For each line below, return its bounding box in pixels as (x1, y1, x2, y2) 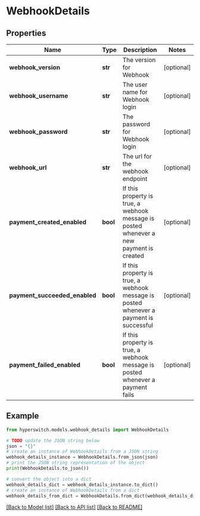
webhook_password (9, 127, 68, 136)
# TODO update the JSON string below (6, 438, 100, 444)
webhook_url (9, 163, 47, 172)
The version (122, 56, 156, 64)
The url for (122, 152, 152, 160)
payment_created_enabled (9, 218, 87, 226)
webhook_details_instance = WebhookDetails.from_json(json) (6, 454, 159, 460)
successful (122, 321, 154, 329)
